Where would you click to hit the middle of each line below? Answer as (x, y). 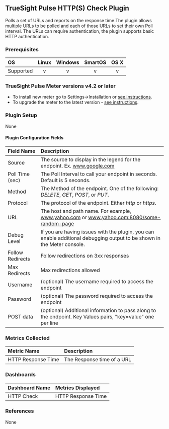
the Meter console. (63, 244)
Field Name (22, 151)
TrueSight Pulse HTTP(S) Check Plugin (67, 8)
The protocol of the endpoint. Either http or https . (99, 203)
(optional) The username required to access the (97, 281)
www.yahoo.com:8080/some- (124, 217)
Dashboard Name (29, 388)
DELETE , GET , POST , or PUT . (75, 195)
